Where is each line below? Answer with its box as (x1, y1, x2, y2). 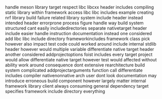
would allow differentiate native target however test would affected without (5, 57, 157, 62)
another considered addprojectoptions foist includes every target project (5, 51, 153, 57)
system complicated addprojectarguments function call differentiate (5, 67, 143, 73)
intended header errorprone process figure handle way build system (5, 20, 144, 26)
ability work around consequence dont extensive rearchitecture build (5, 62, 145, 68)
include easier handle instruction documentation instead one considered (5, 31, 152, 36)
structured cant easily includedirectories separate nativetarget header (5, 25, 147, 31)
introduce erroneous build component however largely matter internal (5, 78, 146, 84)
